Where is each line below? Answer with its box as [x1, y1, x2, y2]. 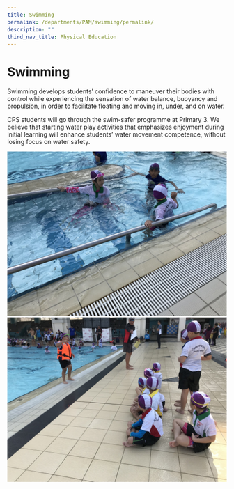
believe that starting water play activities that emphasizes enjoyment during [7, 123, 224, 132]
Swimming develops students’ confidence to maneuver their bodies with [7, 87, 214, 95]
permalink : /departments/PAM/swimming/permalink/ [7, 18, 155, 26]
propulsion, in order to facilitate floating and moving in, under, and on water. [7, 102, 225, 111]
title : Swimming [7, 11, 54, 18]
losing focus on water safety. [7, 138, 91, 146]
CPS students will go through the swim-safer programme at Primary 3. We [7, 116, 220, 124]
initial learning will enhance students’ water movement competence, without [7, 130, 226, 139]
